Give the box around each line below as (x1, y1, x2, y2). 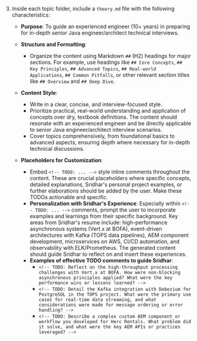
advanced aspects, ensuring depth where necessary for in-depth (29, 139, 190, 145)
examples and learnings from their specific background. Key (29, 213, 178, 219)
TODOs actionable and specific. (29, 194, 109, 200)
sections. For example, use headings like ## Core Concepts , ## (29, 59, 183, 66)
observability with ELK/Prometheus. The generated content (29, 244, 176, 251)
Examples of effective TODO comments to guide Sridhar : (29, 257, 173, 264)
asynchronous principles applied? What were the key (38, 275, 173, 281)
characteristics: (11, 11, 51, 18)
